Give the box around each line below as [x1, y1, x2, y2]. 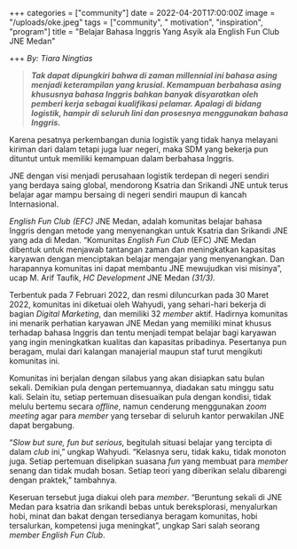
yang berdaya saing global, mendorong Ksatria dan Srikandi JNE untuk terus [9, 180, 289, 190]
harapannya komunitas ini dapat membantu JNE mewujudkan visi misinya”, [9, 263, 282, 273]
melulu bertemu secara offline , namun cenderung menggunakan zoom [9, 401, 268, 412]
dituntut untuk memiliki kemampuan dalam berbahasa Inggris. [9, 153, 235, 163]
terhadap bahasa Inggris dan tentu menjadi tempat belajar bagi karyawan [9, 327, 277, 338]
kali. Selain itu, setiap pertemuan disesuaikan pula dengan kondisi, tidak [9, 392, 272, 402]
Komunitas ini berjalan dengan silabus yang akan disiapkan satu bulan [9, 373, 265, 383]
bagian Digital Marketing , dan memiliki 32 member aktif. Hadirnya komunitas [9, 309, 288, 318]
